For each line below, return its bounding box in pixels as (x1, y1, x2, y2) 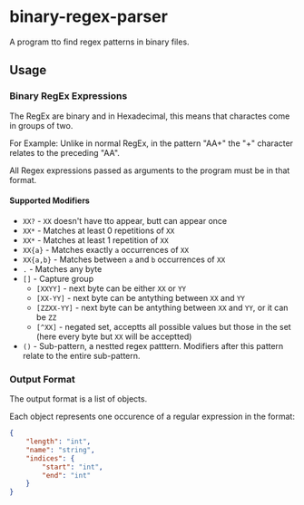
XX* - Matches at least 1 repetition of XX (22, 234, 170, 246)
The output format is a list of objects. (9, 393, 148, 404)
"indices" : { (25, 453, 75, 463)
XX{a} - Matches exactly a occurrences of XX (22, 244, 189, 255)
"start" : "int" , (42, 462, 103, 471)
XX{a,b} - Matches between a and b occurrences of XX (22, 254, 226, 265)
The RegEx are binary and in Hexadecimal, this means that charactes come (9, 111, 290, 121)
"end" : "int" (42, 471, 92, 480)
